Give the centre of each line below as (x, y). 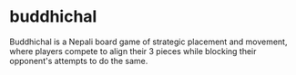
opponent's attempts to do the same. (79, 61)
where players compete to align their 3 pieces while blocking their (133, 51)
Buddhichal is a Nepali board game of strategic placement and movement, (148, 42)
